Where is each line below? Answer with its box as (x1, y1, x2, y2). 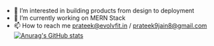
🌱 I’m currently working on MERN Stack (13, 14, 126, 22)
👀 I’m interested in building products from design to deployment (13, 7, 195, 14)
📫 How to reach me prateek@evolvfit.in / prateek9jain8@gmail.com (13, 21, 208, 30)
